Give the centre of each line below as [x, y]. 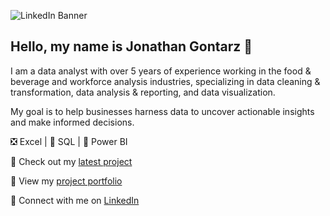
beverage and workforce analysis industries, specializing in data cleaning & [165, 81]
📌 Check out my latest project [71, 161]
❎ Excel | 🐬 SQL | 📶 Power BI [69, 141]
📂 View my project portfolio [66, 181]
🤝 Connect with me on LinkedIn [75, 200]
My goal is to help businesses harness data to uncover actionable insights [162, 111]
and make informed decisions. [72, 122]
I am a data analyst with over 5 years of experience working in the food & [161, 71]
